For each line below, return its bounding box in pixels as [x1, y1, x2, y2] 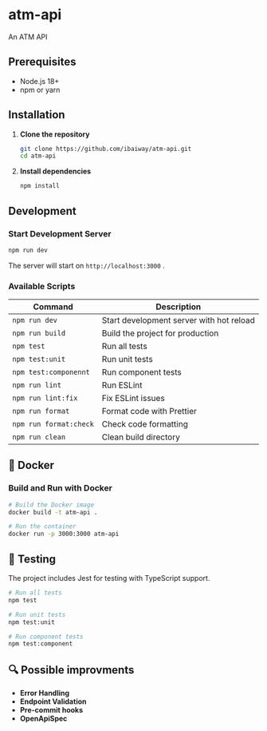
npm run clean [12, 433, 66, 442]
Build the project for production [101, 328, 219, 339]
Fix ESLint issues [101, 393, 165, 404]
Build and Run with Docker [8, 483, 113, 494]
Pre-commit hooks [19, 705, 84, 715]
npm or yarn [19, 85, 61, 94]
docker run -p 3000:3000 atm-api [8, 530, 120, 538]
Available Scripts [8, 280, 76, 292]
